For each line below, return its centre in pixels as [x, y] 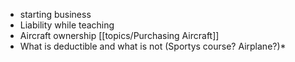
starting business [55, 14]
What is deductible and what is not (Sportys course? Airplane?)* [153, 46]
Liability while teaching [67, 25]
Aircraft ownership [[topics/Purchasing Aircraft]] [119, 35]
